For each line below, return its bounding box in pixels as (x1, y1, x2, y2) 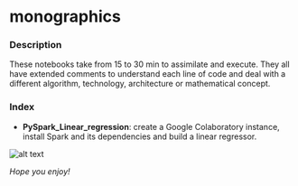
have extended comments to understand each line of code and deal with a (9, 69, 286, 79)
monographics (9, 6, 122, 27)
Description (9, 39, 62, 51)
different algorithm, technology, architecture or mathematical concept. (9, 79, 271, 89)
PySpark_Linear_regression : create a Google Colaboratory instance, (22, 121, 280, 132)
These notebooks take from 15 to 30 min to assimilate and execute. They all (9, 59, 291, 70)
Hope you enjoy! (9, 165, 70, 177)
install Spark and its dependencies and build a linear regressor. (22, 131, 257, 142)
